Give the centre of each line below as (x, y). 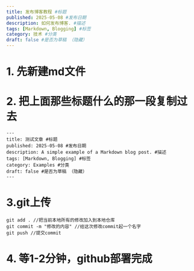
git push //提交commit (34, 233)
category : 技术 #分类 (32, 34)
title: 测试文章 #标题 (32, 139)
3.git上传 (29, 202)
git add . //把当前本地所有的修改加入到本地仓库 (61, 220)
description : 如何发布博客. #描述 (46, 23)
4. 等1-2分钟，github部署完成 (79, 259)
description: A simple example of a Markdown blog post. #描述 (86, 152)
